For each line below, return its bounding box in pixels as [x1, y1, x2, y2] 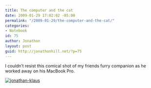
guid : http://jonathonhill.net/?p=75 [5, 49, 82, 53]
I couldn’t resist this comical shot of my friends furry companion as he [5, 63, 147, 69]
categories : [5, 23, 29, 28]
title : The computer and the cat [5, 8, 73, 13]
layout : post [5, 44, 32, 49]
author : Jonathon [5, 39, 41, 44]
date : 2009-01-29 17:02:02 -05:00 [5, 13, 76, 18]
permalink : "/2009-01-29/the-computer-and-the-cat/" [5, 18, 115, 23]
